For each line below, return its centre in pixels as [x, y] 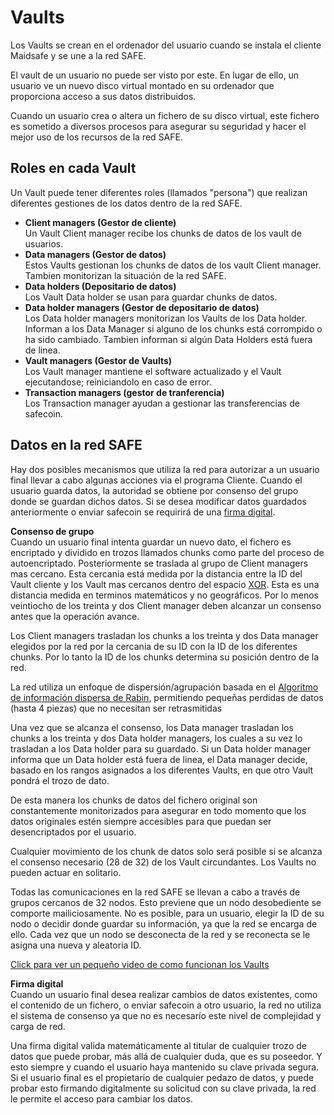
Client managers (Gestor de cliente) [100, 222]
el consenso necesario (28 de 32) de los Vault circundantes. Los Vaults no [163, 862]
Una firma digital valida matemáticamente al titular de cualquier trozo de [158, 1045]
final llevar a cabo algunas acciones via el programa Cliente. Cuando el [156, 480]
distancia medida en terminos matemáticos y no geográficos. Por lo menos [165, 595]
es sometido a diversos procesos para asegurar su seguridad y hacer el [158, 126]
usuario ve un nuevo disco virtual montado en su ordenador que [142, 85]
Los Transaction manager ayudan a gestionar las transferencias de [162, 403]
